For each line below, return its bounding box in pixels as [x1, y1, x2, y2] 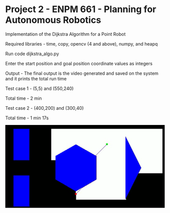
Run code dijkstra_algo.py [5, 51, 59, 57]
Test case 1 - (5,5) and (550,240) [5, 85, 74, 92]
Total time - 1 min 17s [5, 115, 49, 121]
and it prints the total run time [5, 75, 67, 81]
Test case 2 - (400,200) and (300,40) [5, 105, 84, 111]
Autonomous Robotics [5, 14, 101, 26]
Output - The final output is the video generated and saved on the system [5, 70, 158, 76]
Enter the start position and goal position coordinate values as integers [5, 60, 153, 66]
